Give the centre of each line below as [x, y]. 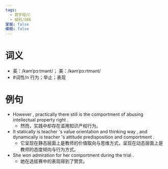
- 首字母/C [20, 15]
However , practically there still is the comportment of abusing [78, 114]
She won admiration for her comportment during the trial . [73, 155]
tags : [11, 10]
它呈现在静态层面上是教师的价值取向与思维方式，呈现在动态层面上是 [92, 143]
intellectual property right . [40, 120]
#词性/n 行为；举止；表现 [39, 78]
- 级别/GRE [21, 19]
